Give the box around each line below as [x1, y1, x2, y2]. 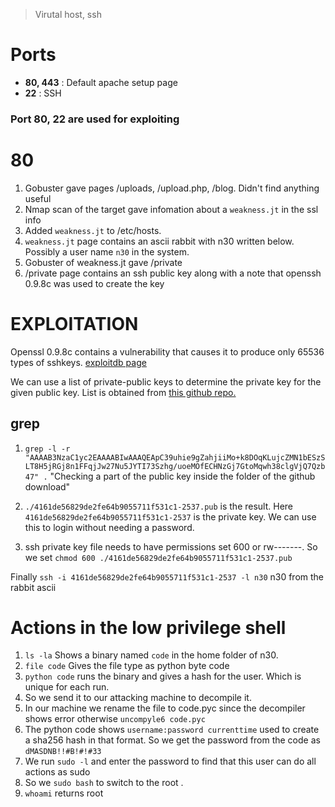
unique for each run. [24, 681, 110, 693]
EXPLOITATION [10, 312, 139, 335]
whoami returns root [24, 787, 104, 799]
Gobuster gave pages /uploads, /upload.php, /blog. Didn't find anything [24, 182, 320, 194]
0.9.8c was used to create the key [24, 277, 165, 289]
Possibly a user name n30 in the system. [24, 245, 190, 258]
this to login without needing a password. [24, 521, 195, 533]
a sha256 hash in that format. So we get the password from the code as [24, 734, 321, 746]
